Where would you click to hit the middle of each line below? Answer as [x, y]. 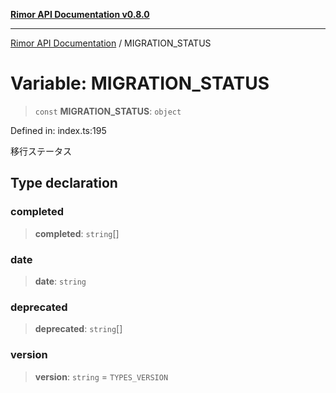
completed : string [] [77, 233]
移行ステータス [41, 151]
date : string [60, 281]
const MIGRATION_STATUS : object [108, 111]
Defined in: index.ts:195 [58, 130]
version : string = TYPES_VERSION [101, 376]
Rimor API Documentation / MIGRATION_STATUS [111, 43]
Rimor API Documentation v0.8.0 [80, 14]
